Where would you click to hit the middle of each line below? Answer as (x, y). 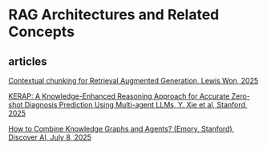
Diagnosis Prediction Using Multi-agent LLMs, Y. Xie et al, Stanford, (136, 105)
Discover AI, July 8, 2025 (50, 137)
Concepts (41, 32)
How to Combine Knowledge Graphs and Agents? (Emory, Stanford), (121, 129)
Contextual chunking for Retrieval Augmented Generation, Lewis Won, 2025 (133, 81)
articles (28, 61)
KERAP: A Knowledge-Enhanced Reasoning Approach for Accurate (119, 96)
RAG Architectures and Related (114, 15)
